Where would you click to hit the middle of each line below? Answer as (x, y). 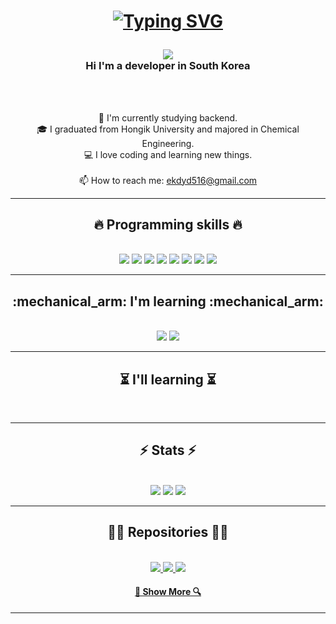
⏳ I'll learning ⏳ (168, 379)
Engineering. (168, 143)
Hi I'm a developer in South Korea (168, 66)
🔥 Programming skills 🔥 (168, 224)
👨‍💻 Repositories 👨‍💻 (168, 532)
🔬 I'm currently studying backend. (168, 117)
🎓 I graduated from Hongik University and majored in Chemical (168, 129)
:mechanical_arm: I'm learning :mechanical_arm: (168, 301)
